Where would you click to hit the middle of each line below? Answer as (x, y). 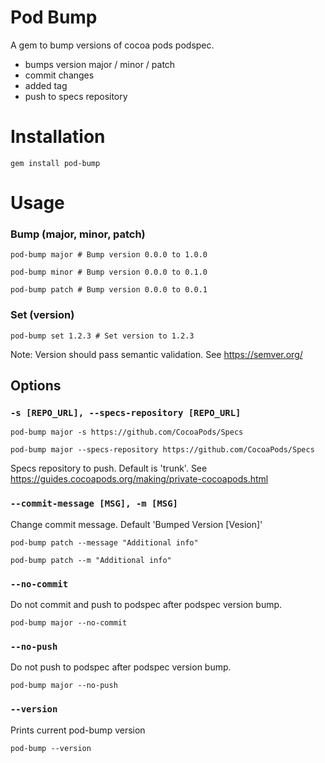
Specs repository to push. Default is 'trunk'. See (109, 468)
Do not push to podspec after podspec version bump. (121, 667)
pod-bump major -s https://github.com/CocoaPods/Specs (127, 432)
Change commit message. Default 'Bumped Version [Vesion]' (136, 524)
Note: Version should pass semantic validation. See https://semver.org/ (156, 354)
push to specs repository (76, 96)
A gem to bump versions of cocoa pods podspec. (112, 45)
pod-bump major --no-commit (69, 622)
